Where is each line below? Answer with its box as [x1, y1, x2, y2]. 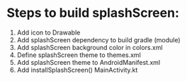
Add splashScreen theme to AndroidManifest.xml [16, 58, 161, 66]
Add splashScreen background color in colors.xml [16, 43, 164, 51]
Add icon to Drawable [16, 28, 81, 37]
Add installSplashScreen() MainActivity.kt [16, 66, 138, 74]
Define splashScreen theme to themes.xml [16, 51, 141, 59]
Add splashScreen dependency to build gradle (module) [16, 35, 181, 44]
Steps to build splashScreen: [6, 5, 180, 21]
